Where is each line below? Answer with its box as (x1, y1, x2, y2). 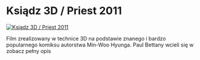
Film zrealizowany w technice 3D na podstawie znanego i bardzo (6, 35, 166, 42)
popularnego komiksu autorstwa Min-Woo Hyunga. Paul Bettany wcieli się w (6, 41, 194, 48)
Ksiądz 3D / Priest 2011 (6, 4, 122, 18)
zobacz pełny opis (6, 47, 51, 54)
